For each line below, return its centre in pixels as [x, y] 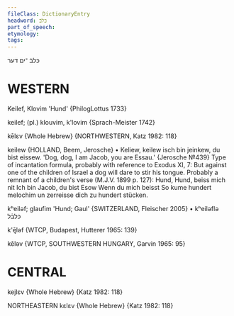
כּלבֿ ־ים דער [24, 60]
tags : [15, 40]
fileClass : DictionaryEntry [49, 14]
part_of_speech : [31, 27]
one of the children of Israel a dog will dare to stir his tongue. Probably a [113, 173]
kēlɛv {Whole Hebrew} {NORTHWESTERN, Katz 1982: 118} [92, 136]
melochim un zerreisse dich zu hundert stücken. [78, 195]
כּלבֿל [14, 216]
